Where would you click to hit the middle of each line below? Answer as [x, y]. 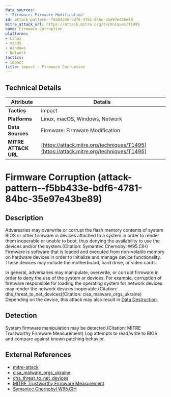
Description [24, 218]
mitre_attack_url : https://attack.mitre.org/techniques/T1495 [73, 24]
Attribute [22, 102]
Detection [21, 316]
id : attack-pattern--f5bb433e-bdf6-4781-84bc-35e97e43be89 [69, 19]
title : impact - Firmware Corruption [45, 67]
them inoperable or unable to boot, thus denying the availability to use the [83, 241]
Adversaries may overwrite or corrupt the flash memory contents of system [84, 230]
